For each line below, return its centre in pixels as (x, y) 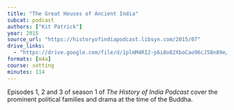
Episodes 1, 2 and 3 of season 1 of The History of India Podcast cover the (112, 92)
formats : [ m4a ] (29, 59)
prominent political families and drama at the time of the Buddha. (100, 99)
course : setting (31, 65)
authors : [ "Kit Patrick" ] (45, 26)
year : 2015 (23, 33)
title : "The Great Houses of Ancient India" (73, 14)
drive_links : (26, 46)
